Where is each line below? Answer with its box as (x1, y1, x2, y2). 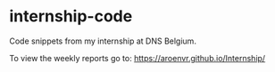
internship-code (9, 6, 133, 27)
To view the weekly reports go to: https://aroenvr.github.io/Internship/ (9, 52, 266, 63)
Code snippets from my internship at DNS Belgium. (9, 36, 196, 46)
